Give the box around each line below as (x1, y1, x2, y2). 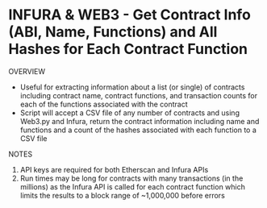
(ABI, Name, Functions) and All (8, 23, 218, 41)
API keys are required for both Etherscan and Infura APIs (19, 164, 209, 174)
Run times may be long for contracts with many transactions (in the (19, 173, 244, 183)
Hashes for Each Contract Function (8, 40, 248, 58)
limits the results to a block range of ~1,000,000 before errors (19, 190, 226, 200)
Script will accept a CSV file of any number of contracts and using (19, 107, 240, 118)
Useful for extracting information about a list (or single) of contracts (19, 82, 245, 92)
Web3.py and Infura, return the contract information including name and (19, 116, 260, 126)
